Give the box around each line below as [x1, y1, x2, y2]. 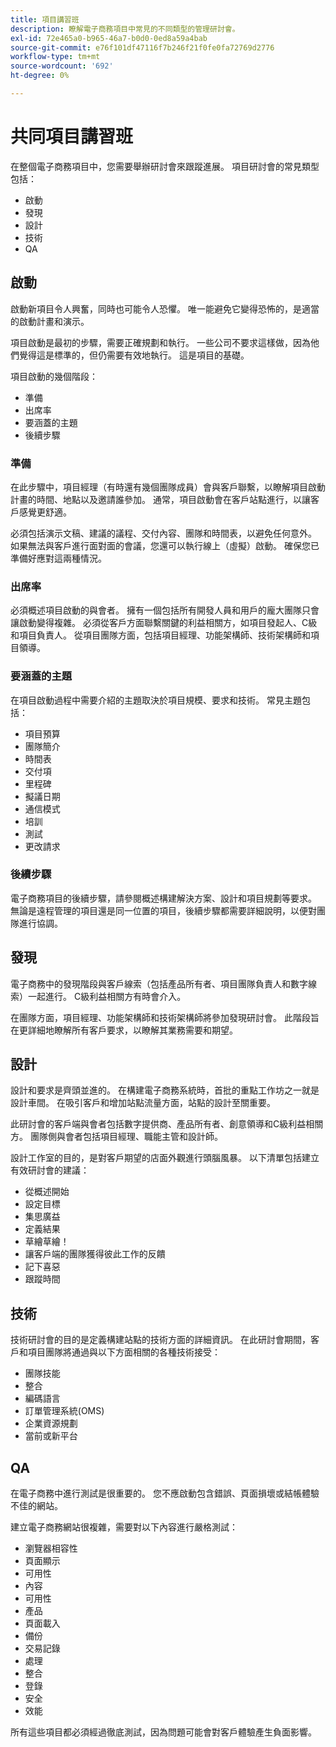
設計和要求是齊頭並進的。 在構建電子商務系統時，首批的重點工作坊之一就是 [10, 1084, 320, 1096]
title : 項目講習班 [10, 14, 80, 25]
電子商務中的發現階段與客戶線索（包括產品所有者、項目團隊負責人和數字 [10, 977, 308, 990]
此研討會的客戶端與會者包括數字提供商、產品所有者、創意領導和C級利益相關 [10, 1118, 324, 1130]
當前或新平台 [24, 1430, 78, 1442]
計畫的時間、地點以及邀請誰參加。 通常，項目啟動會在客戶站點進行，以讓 [10, 493, 311, 505]
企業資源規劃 [24, 1417, 78, 1430]
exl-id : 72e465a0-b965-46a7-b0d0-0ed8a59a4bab [10, 33, 208, 43]
